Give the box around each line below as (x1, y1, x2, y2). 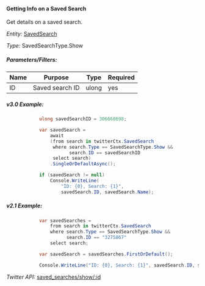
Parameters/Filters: (6, 55, 57, 63)
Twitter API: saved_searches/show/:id (6, 273, 101, 281)
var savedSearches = (38, 217, 92, 224)
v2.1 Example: (6, 202, 43, 210)
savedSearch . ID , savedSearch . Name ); (60, 189, 154, 195)
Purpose (43, 73, 69, 82)
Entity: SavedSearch (6, 30, 57, 38)
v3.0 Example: (6, 101, 44, 108)
